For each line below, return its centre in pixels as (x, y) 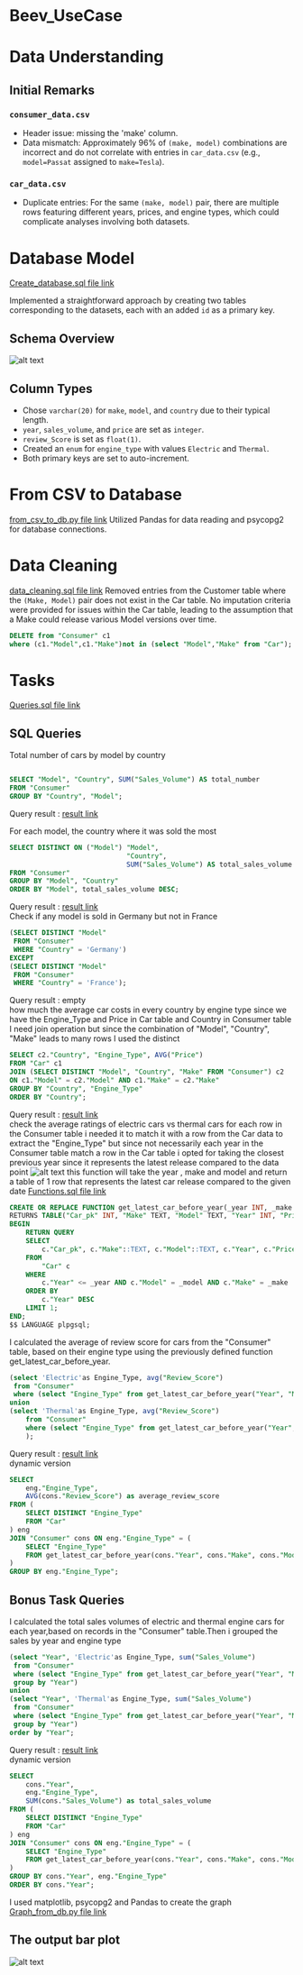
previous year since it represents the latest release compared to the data (144, 1162)
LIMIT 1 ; (42, 1308)
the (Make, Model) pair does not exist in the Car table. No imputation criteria (150, 599)
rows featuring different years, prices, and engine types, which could (151, 212)
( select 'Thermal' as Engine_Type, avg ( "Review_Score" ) (115, 1412)
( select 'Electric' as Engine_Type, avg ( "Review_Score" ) (116, 1377)
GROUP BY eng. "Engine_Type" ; (64, 1572)
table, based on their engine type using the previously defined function (141, 1351)
